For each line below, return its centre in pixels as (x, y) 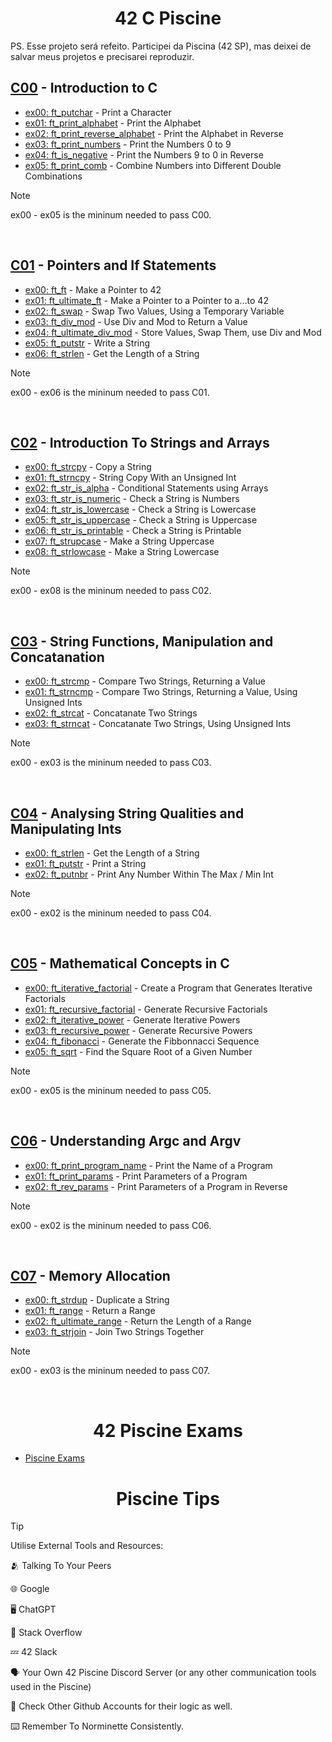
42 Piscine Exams (168, 1430)
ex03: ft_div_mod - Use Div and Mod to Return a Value (136, 321)
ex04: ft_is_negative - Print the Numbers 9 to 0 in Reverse (144, 154)
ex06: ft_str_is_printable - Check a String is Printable (133, 531)
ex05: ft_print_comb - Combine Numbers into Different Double (153, 165)
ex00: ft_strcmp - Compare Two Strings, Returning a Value (145, 681)
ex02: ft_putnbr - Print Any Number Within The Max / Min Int (149, 874)
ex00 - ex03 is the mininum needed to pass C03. (111, 763)
